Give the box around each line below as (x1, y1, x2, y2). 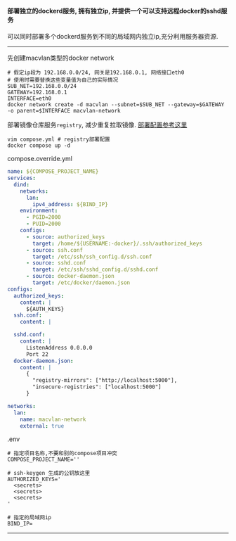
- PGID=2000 (25, 214, 61, 221)
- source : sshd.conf (25, 260, 86, 267)
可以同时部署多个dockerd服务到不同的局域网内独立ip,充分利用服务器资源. (7, 32, 219, 41)
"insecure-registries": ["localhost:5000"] (32, 383, 162, 390)
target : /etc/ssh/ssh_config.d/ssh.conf (32, 253, 152, 260)
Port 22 (25, 350, 49, 358)
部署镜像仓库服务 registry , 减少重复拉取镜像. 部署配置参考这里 (7, 120, 188, 129)
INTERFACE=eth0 (7, 95, 52, 102)
